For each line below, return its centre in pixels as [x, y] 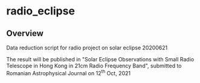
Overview [25, 33]
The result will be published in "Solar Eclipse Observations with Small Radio [100, 59]
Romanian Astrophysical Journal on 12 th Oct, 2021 [69, 72]
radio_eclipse [41, 11]
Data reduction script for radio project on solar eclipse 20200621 [87, 48]
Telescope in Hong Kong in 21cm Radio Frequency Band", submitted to [94, 66]
